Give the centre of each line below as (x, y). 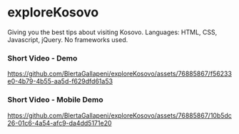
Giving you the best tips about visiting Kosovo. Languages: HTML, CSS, (112, 32)
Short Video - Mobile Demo (55, 100)
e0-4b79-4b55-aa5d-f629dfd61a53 (60, 81)
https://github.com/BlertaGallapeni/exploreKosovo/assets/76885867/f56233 (119, 74)
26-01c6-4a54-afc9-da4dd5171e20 (60, 123)
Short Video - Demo (42, 58)
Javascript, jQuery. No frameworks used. (68, 39)
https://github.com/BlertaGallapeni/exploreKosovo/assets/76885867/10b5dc (119, 115)
